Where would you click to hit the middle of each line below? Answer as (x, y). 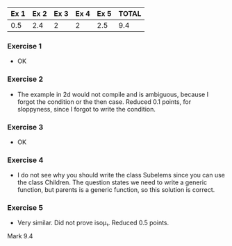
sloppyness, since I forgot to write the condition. (86, 109)
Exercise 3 (25, 127)
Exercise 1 (25, 46)
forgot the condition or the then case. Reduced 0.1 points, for (104, 102)
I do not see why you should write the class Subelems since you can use (121, 175)
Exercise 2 (25, 79)
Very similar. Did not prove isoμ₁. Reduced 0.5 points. (93, 223)
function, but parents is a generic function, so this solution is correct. (116, 190)
